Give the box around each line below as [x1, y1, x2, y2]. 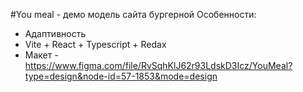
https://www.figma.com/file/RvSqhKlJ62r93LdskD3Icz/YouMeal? [24, 60, 293, 71]
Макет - [24, 49, 59, 61]
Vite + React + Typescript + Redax [24, 39, 167, 50]
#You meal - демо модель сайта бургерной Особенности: [10, 9, 257, 20]
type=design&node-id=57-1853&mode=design [24, 70, 218, 82]
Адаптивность [24, 28, 87, 39]
